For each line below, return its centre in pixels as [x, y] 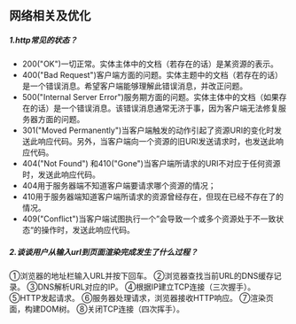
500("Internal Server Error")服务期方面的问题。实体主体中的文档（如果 [150, 97]
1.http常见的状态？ [43, 40]
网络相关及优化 [50, 16]
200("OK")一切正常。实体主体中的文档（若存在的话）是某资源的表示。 [150, 64]
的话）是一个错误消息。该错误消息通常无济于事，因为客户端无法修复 [154, 108]
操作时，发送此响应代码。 [88, 230]
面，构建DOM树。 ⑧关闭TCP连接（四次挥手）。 [97, 309]
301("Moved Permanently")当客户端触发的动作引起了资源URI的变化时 [148, 130]
